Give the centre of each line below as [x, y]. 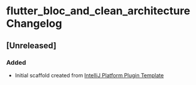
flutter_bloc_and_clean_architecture [98, 11]
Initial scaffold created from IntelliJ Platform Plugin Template [89, 75]
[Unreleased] [31, 45]
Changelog [34, 23]
